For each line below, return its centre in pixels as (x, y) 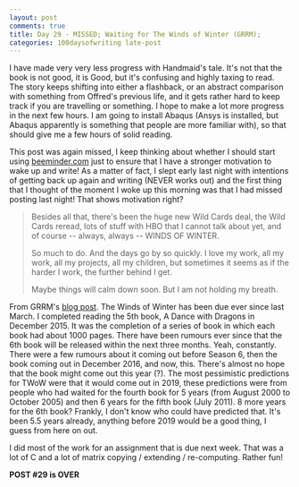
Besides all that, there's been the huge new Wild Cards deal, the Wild (158, 217)
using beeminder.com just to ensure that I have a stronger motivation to (141, 161)
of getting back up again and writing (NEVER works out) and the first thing (146, 181)
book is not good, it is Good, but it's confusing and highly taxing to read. (142, 78)
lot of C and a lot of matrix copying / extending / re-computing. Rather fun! (146, 457)
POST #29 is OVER (45, 474)
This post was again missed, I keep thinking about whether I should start (142, 152)
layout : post (33, 17)
